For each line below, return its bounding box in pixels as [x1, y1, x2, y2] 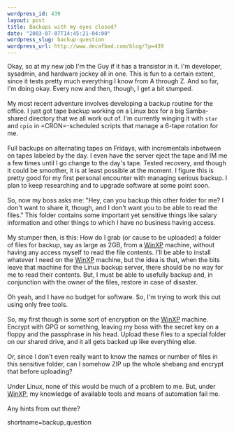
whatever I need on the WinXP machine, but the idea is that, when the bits [7, 256, 220, 263]
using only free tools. [7, 301, 68, 308]
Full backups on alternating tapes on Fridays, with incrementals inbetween [7, 144, 221, 152]
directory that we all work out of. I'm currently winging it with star [29, 114, 218, 123]
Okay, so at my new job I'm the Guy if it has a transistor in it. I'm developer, [7, 62, 222, 70]
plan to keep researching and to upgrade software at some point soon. [7, 181, 210, 189]
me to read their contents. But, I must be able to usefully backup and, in [7, 270, 213, 279]
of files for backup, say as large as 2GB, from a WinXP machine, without [7, 241, 215, 249]
